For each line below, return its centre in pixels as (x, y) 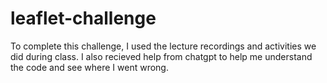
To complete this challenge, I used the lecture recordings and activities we (163, 46)
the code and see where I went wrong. (89, 67)
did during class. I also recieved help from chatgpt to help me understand (161, 56)
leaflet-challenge (83, 18)
